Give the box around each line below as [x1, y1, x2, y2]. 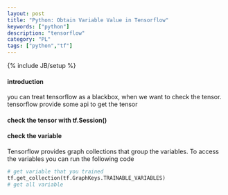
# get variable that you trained [7, 168, 104, 175]
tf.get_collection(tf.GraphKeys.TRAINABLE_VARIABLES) [7, 174, 166, 181]
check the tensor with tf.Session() [7, 116, 107, 124]
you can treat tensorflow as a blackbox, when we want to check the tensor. [7, 93, 222, 101]
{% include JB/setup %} [7, 62, 76, 69]
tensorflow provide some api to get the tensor [7, 100, 138, 108]
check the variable [7, 132, 62, 140]
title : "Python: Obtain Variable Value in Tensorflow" [7, 17, 169, 24]
